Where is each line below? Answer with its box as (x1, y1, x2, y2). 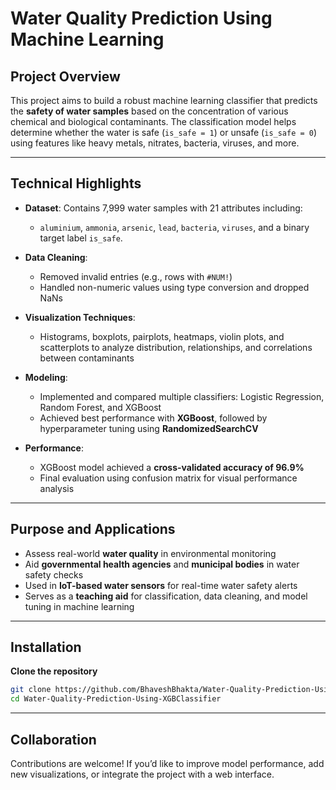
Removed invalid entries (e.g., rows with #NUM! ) (39, 270, 233, 282)
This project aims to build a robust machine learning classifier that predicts (10, 95, 318, 106)
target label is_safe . (39, 232, 123, 244)
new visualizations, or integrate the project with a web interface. (10, 768, 275, 780)
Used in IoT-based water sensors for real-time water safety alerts (24, 579, 298, 591)
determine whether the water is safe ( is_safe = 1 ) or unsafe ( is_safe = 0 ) (10, 127, 318, 138)
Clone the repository (10, 665, 98, 677)
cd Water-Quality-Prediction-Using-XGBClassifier (10, 694, 222, 704)
